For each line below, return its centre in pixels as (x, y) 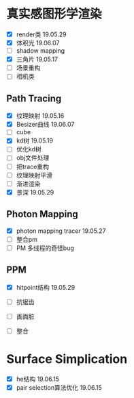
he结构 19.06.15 (37, 379)
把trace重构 (32, 166)
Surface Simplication (67, 359)
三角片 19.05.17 (37, 60)
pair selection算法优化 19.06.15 (59, 387)
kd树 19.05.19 (35, 140)
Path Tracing (34, 98)
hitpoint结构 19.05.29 (46, 287)
